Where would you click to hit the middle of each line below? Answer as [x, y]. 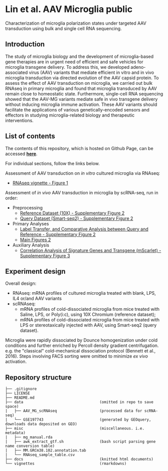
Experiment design [35, 271]
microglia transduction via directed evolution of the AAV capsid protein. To [82, 78]
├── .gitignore [21, 389]
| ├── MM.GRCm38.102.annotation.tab [46, 450]
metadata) [16, 433]
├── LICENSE [18, 393]
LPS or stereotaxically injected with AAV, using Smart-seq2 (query [88, 325]
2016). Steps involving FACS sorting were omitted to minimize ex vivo [76, 356]
